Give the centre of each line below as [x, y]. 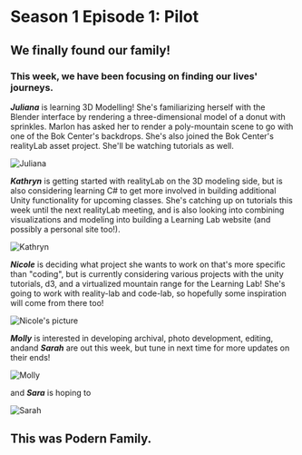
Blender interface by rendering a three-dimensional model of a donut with [148, 116]
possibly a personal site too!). [65, 229]
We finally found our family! [91, 50]
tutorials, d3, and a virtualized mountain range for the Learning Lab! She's [148, 283]
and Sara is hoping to [51, 392]
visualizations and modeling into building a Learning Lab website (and [141, 219]
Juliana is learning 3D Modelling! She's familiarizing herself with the [138, 107]
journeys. [32, 87]
